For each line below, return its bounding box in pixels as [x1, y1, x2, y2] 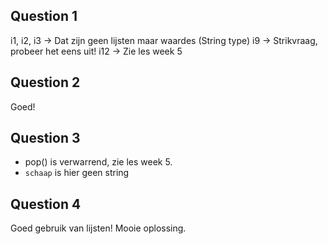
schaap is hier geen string [24, 167, 130, 179]
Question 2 [10, 74, 81, 91]
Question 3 [10, 130, 81, 147]
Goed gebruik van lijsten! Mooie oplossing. [10, 222, 187, 234]
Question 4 [10, 195, 82, 213]
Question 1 [10, 8, 78, 25]
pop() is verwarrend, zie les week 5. [24, 156, 173, 168]
